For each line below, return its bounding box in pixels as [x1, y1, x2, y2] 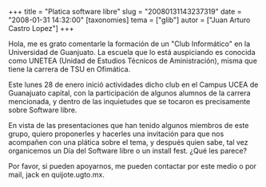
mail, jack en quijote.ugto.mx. [8, 170, 105, 179]
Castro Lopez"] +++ [8, 24, 74, 33]
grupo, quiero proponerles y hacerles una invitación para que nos [8, 129, 224, 138]
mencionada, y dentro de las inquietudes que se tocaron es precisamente [8, 97, 251, 106]
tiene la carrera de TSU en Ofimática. [8, 64, 131, 74]
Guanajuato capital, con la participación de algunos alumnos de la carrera [8, 88, 251, 98]
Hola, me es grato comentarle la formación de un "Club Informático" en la [8, 39, 251, 49]
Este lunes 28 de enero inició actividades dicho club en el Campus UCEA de [8, 80, 259, 89]
